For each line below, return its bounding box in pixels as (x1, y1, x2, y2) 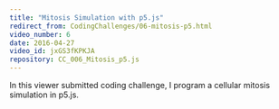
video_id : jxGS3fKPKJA (9, 47, 95, 56)
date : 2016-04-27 (9, 38, 75, 48)
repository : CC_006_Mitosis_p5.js (9, 55, 140, 64)
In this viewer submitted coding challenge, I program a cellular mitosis (9, 80, 270, 90)
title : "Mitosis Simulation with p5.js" (9, 13, 165, 23)
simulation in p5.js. (9, 89, 80, 100)
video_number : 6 (9, 30, 71, 39)
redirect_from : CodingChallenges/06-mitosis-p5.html (9, 22, 213, 31)
